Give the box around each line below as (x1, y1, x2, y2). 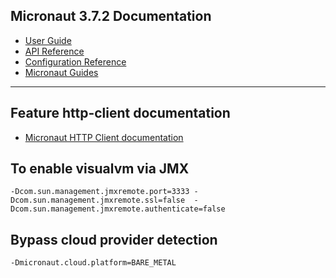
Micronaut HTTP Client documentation (24, 131, 184, 143)
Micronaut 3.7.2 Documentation (10, 8, 212, 25)
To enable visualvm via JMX (10, 160, 190, 178)
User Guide (24, 34, 72, 46)
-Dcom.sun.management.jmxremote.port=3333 (10, 187, 190, 197)
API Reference (24, 45, 85, 57)
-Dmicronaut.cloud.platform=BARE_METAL (10, 258, 177, 268)
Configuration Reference (24, 55, 127, 68)
